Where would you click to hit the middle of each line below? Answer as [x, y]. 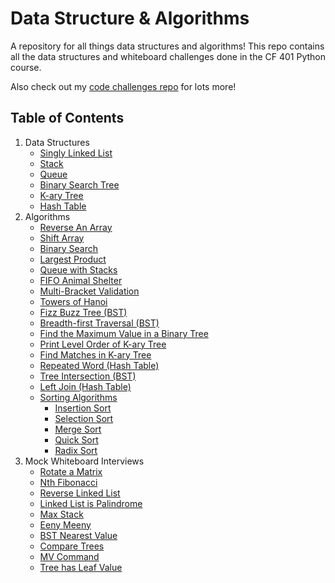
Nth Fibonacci [68, 482]
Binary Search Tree [79, 184]
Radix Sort [76, 450]
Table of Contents [67, 118]
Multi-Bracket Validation [89, 291]
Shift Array [62, 238]
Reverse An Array [76, 227]
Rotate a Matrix [71, 471]
